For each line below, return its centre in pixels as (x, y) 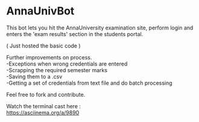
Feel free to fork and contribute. (46, 94)
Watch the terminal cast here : (44, 106)
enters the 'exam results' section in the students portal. (75, 34)
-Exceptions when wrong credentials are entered (67, 64)
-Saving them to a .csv (34, 76)
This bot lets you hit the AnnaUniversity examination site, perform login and (100, 28)
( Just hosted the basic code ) (43, 46)
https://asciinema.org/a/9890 (43, 112)
